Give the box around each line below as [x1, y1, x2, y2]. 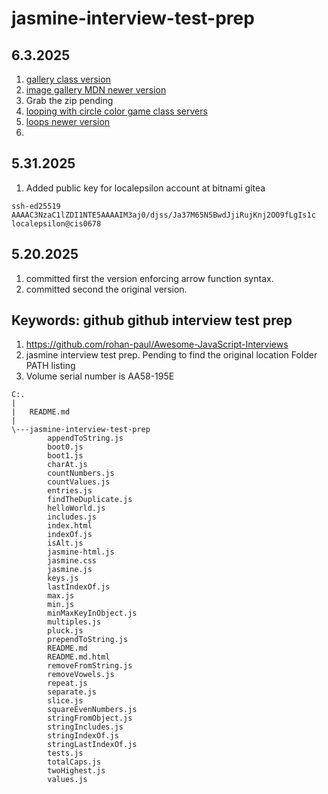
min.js [47, 600, 75, 610]
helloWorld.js [47, 503, 106, 514]
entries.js [47, 486, 93, 496]
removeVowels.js [47, 670, 115, 680]
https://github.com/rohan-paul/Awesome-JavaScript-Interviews [25, 338, 289, 351]
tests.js [47, 748, 84, 759]
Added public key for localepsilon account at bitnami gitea [25, 182, 266, 194]
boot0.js [47, 442, 84, 452]
